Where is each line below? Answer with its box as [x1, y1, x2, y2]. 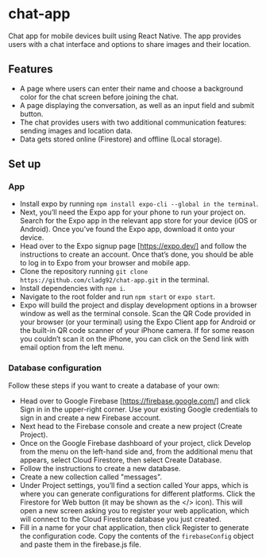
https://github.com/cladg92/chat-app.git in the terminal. [19, 275, 210, 284]
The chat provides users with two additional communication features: [19, 117, 247, 127]
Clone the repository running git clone [19, 267, 148, 277]
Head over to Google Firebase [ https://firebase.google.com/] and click [19, 396, 250, 405]
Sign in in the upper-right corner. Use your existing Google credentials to [19, 404, 258, 414]
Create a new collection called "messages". [19, 472, 163, 482]
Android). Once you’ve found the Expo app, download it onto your [19, 224, 236, 234]
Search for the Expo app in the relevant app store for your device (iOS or [19, 216, 257, 226]
